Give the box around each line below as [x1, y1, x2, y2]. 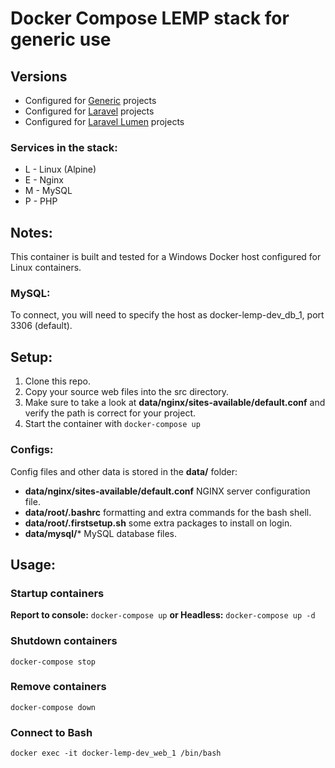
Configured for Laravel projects [24, 105, 155, 117]
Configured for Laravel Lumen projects [24, 116, 185, 127]
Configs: [10, 443, 54, 457]
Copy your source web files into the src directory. [24, 386, 230, 398]
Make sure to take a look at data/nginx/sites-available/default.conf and [24, 397, 326, 409]
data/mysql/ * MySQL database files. [24, 527, 178, 539]
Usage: [10, 556, 57, 573]
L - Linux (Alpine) [24, 163, 97, 176]
